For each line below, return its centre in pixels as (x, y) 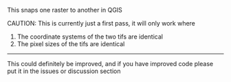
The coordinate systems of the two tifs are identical (90, 37)
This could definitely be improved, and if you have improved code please (110, 64)
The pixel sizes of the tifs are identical (71, 44)
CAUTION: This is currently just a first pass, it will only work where (101, 23)
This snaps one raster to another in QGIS (65, 10)
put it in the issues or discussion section (64, 71)
